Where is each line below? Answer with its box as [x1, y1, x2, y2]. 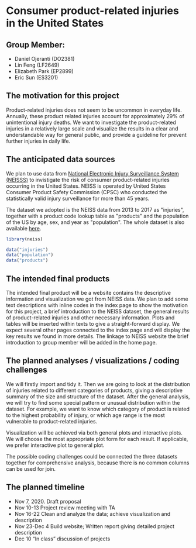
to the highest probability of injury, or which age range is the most [6, 411, 165, 419]
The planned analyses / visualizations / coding [6, 356, 180, 366]
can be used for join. [6, 465, 56, 472]
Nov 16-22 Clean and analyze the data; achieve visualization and [14, 510, 171, 517]
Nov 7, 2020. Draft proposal [14, 498, 81, 505]
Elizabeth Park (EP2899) [14, 68, 74, 74]
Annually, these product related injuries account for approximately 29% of [6, 112, 184, 119]
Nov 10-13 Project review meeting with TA [14, 504, 115, 511]
